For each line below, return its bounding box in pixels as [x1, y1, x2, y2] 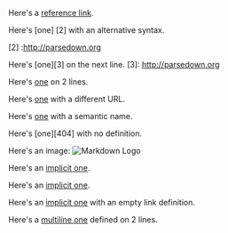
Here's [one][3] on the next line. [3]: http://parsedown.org [8, 60, 220, 69]
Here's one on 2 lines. [8, 76, 89, 87]
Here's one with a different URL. [8, 93, 126, 104]
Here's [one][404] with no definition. [8, 128, 143, 139]
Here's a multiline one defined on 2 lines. [8, 214, 158, 225]
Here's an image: [8, 146, 71, 156]
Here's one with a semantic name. [8, 111, 133, 121]
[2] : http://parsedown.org [8, 42, 101, 52]
